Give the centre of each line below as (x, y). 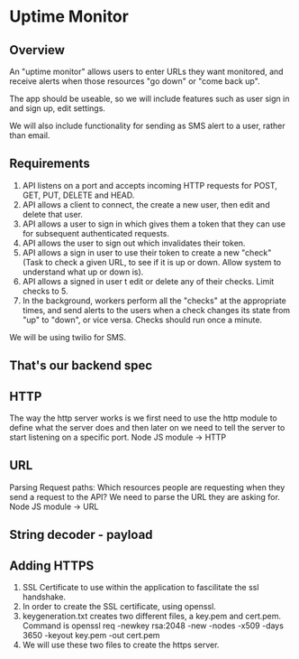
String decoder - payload (81, 535)
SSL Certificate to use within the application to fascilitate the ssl (140, 588)
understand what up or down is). (83, 272)
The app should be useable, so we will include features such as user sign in (149, 98)
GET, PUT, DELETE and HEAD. (78, 195)
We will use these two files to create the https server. (121, 645)
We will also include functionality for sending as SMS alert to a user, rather (147, 125)
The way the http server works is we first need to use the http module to (143, 418)
